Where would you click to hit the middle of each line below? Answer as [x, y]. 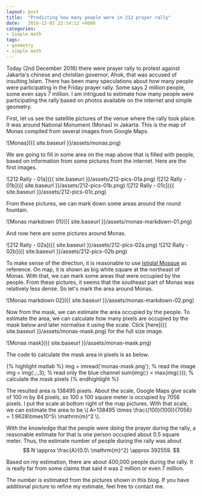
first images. [22, 167]
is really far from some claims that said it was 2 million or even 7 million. [95, 468]
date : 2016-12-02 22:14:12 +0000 [51, 23]
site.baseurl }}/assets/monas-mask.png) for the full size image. [85, 331]
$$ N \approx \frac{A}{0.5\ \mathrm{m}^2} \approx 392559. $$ [101, 450]
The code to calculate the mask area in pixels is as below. [78, 354]
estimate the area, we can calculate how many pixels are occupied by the [97, 318]
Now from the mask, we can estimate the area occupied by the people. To [98, 312]
